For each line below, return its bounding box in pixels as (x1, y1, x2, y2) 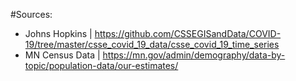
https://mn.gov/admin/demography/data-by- (102, 49, 286, 61)
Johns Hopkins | (24, 28, 93, 39)
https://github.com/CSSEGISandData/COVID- (94, 28, 282, 39)
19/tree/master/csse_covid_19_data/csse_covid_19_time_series (24, 39, 280, 50)
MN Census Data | (24, 49, 101, 61)
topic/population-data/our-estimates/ (24, 60, 179, 71)
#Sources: (10, 9, 53, 20)
